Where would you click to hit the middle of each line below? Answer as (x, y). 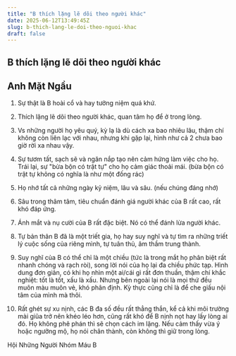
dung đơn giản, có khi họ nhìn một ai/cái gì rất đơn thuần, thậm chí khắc (122, 273)
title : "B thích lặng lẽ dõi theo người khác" (77, 14)
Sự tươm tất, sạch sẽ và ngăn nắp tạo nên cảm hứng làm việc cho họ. (118, 159)
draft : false (26, 34)
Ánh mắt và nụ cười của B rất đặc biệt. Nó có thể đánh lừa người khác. (119, 222)
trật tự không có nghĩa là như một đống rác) (81, 174)
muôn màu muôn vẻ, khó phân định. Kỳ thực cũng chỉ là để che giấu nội (122, 287)
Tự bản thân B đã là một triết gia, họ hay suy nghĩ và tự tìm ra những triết (123, 237)
